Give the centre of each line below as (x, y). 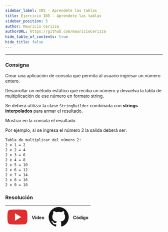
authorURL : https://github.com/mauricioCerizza (56, 32)
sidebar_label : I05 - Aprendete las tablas (51, 10)
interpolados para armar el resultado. (44, 111)
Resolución (19, 198)
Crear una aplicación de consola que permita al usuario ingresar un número (83, 76)
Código (81, 218)
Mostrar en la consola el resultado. (41, 121)
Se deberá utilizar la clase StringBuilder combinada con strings (72, 106)
